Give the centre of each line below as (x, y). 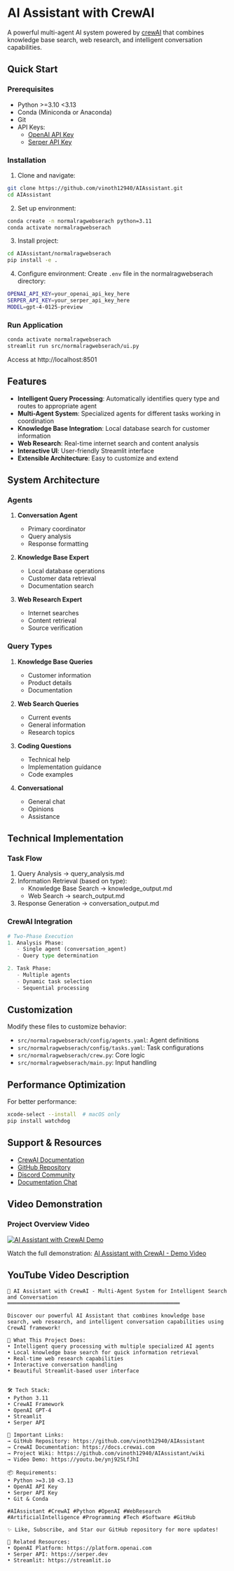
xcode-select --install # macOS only (64, 1115)
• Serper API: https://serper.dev (58, 1555)
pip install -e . (33, 260)
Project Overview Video (48, 1224)
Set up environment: (47, 208)
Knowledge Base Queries (55, 662)
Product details (50, 683)
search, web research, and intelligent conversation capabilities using (116, 1322)
